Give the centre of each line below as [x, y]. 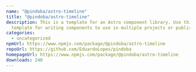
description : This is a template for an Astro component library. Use [94, 22]
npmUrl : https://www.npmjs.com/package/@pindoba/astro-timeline [86, 44]
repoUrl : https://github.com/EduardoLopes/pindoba [69, 49]
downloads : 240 [24, 60]
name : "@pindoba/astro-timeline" [47, 11]
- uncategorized [31, 38]
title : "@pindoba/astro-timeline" [48, 17]
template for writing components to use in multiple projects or [92, 28]
